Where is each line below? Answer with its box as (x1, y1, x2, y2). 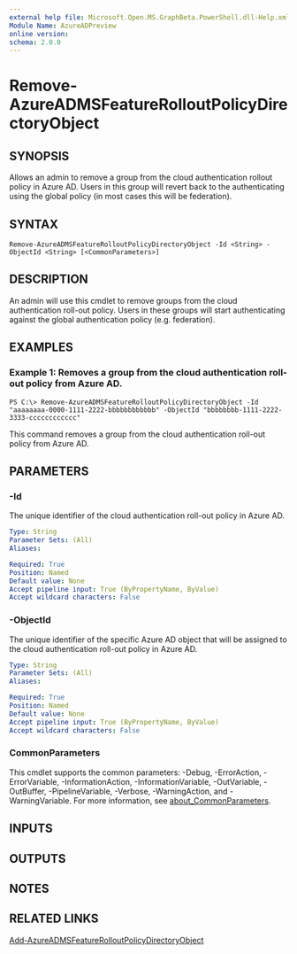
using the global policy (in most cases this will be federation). (9, 191, 232, 202)
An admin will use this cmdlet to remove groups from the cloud (9, 295, 238, 306)
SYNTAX (9, 216, 59, 231)
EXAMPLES (9, 340, 73, 355)
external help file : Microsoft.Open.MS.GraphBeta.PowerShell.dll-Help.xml (9, 12, 291, 22)
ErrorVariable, (9, 776, 60, 787)
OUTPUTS (9, 851, 66, 866)
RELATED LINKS (9, 911, 99, 927)
